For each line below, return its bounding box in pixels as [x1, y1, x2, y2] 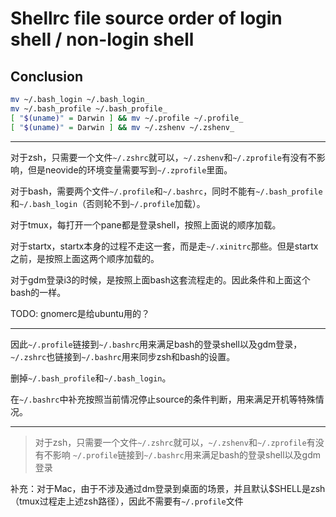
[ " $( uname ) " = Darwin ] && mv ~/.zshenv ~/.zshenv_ [10, 122, 235, 132]
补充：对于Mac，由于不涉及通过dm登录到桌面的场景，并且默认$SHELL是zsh [10, 482, 326, 494]
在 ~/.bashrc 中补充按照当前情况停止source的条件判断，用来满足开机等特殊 [10, 393, 316, 405]
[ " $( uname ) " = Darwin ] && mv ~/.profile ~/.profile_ [10, 113, 244, 123]
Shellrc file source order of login [10, 7, 283, 30]
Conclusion [10, 68, 84, 85]
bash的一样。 [10, 286, 67, 298]
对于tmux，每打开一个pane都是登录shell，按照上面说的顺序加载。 [10, 218, 282, 231]
